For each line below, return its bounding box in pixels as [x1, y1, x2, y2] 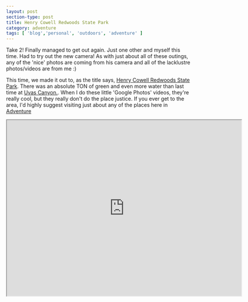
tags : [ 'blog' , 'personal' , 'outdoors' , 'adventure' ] [6, 30, 143, 36]
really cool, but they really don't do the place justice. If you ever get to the [6, 95, 185, 103]
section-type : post [6, 14, 54, 20]
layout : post [6, 8, 38, 15]
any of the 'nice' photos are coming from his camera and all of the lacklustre [6, 59, 191, 66]
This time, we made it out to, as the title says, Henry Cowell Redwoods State [6, 77, 190, 84]
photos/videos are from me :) [6, 65, 77, 72]
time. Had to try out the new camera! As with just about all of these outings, [6, 53, 189, 60]
